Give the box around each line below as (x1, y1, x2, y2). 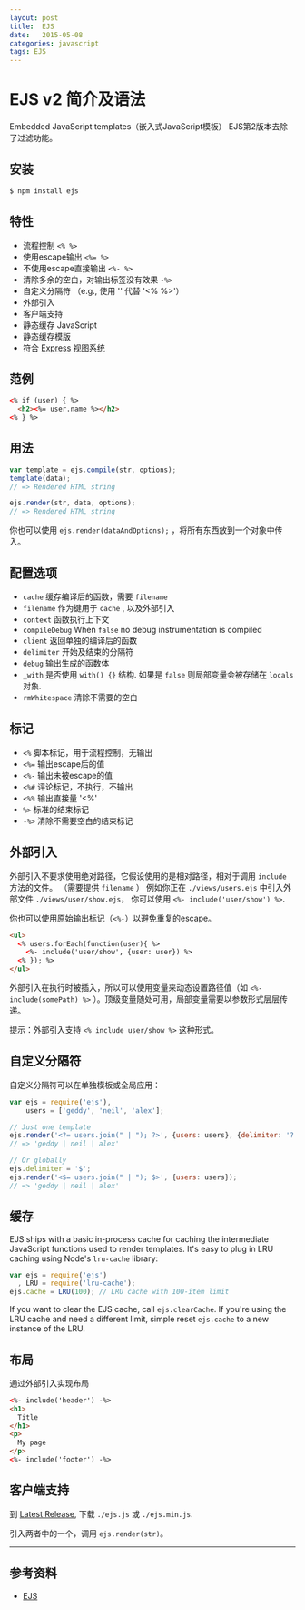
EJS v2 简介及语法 (9, 89, 146, 110)
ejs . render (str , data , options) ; (9, 498, 136, 508)
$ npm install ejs (9, 186, 79, 196)
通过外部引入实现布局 (9, 1377, 89, 1389)
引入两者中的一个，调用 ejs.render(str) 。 (9, 1527, 169, 1539)
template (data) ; (9, 474, 71, 483)
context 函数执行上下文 (22, 614, 110, 625)
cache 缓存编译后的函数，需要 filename (22, 591, 168, 602)
